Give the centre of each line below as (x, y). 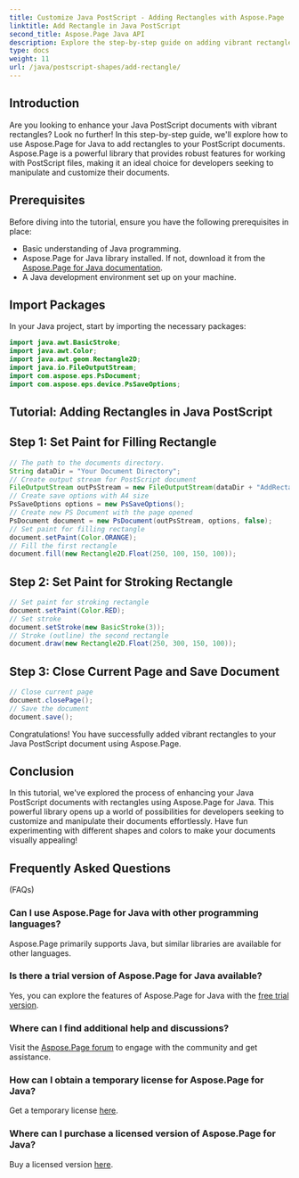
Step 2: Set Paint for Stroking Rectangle (121, 582)
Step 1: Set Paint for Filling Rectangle (113, 442)
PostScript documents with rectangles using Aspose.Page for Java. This (141, 803)
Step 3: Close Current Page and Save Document (145, 671)
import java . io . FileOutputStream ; (73, 367)
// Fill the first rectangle (63, 546)
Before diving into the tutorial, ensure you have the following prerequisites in (149, 222)
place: (21, 231)
